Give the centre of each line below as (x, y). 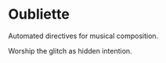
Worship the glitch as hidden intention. (70, 51)
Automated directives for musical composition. (83, 36)
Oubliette (39, 14)
